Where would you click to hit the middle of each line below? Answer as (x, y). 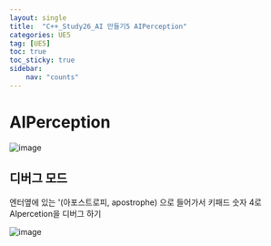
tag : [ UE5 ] (30, 43)
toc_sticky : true (42, 60)
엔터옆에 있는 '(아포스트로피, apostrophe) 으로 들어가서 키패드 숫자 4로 (135, 202)
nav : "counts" (52, 77)
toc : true (28, 52)
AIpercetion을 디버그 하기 (55, 213)
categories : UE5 (40, 35)
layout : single (38, 18)
